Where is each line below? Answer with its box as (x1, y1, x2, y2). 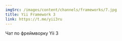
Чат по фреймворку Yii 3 (5, 30, 58, 36)
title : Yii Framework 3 (5, 12, 56, 17)
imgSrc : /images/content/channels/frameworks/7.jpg (5, 7, 117, 12)
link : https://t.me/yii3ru (5, 16, 63, 21)
